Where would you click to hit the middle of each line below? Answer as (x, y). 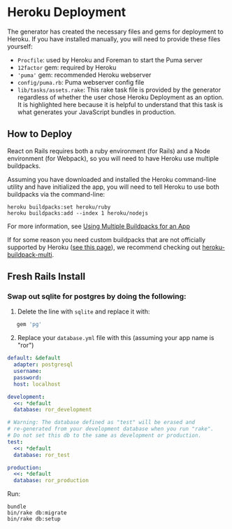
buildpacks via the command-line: (56, 194)
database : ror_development (53, 410)
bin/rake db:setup (34, 519)
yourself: (20, 46)
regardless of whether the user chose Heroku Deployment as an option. (121, 97)
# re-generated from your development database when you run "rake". (111, 429)
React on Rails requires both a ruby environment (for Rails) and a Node (109, 150)
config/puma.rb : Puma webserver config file (81, 82)
